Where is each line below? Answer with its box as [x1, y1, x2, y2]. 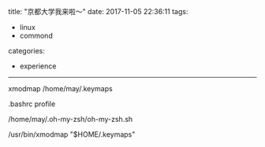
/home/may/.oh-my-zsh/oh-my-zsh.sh [8, 115, 133, 123]
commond [19, 31, 53, 40]
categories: [8, 46, 45, 55]
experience [19, 61, 57, 71]
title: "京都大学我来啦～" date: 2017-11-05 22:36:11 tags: [8, 7, 188, 16]
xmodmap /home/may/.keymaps [8, 84, 113, 93]
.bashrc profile [8, 99, 56, 108]
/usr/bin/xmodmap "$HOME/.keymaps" [8, 130, 136, 139]
